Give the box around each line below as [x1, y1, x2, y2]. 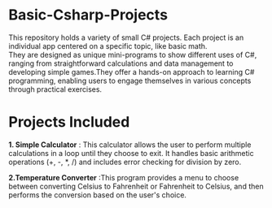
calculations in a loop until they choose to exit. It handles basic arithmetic [8, 148, 254, 158]
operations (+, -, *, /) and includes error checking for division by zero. [8, 157, 242, 167]
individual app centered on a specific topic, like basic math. [8, 41, 208, 50]
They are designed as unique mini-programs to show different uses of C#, [8, 50, 257, 59]
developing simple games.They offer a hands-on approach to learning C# [8, 67, 255, 76]
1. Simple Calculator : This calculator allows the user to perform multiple [8, 140, 252, 149]
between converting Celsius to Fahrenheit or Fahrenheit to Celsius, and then [8, 181, 264, 191]
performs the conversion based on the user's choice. [8, 189, 187, 200]
